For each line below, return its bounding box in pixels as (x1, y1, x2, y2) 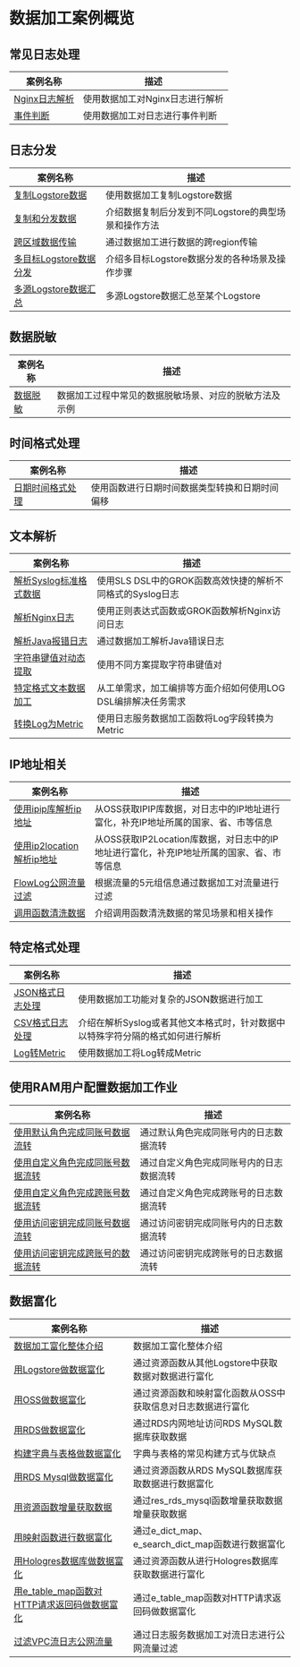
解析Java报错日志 (13, 635, 87, 647)
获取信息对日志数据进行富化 (132, 1400, 250, 1413)
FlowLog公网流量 (13, 876, 87, 889)
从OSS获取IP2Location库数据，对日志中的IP (94, 833, 279, 846)
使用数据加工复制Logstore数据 (105, 189, 233, 201)
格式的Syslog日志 (105, 588, 180, 601)
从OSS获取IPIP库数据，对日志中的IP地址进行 (94, 803, 280, 816)
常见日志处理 (9, 47, 80, 62)
